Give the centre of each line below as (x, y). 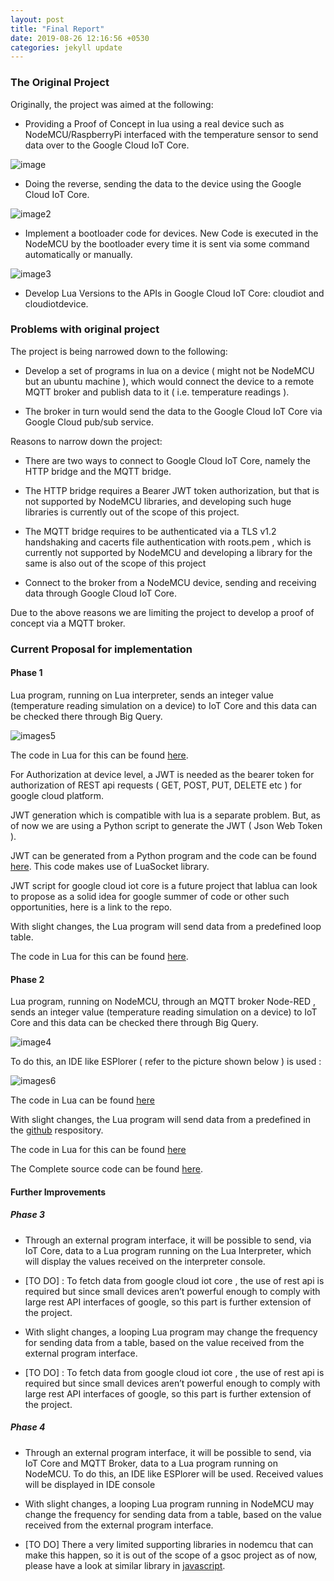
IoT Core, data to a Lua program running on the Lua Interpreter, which (168, 1250)
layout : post (37, 19)
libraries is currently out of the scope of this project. (132, 512)
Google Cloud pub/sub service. (89, 422)
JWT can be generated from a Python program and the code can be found (163, 855)
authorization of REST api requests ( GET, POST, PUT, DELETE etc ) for (156, 785)
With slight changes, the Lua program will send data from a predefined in (161, 1120)
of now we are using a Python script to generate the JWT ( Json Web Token (166, 825)
